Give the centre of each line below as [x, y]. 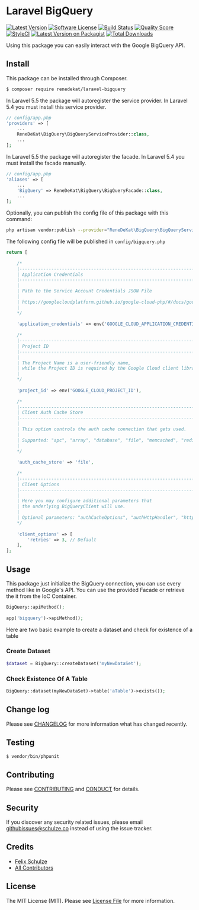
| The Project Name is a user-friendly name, [74, 363]
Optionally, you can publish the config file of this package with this [87, 213]
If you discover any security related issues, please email [75, 822]
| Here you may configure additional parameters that [84, 501]
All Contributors [34, 868]
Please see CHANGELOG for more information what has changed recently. [97, 724]
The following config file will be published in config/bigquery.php [86, 241]
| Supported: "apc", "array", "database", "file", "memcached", [98, 440]
